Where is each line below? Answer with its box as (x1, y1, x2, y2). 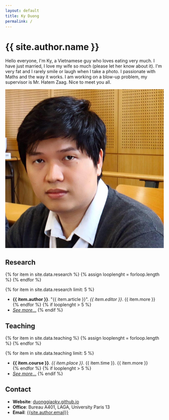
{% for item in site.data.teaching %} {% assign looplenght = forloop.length (5, 335, 159, 341)
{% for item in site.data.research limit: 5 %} (5, 286, 95, 292)
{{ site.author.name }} (5, 41, 100, 52)
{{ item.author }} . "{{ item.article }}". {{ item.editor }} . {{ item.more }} (12, 296, 156, 303)
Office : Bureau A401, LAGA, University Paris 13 (12, 404, 110, 410)
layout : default (5, 8, 39, 13)
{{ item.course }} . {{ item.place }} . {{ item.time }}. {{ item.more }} (12, 359, 148, 366)
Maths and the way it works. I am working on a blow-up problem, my (5, 74, 147, 80)
